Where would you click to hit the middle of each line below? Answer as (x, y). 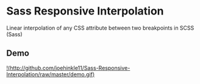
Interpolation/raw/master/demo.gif (50, 74)
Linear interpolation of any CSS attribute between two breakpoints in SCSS (100, 28)
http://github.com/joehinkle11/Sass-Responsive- (70, 68)
